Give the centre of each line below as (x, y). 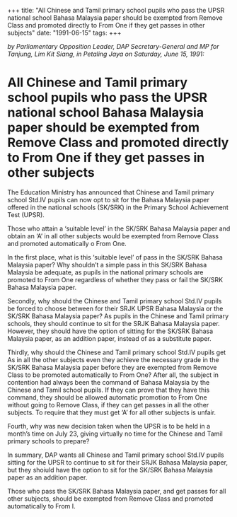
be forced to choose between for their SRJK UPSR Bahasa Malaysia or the (115, 308)
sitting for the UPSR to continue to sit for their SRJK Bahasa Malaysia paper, (118, 462)
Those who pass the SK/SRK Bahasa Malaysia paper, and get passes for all (117, 491)
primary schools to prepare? (48, 441)
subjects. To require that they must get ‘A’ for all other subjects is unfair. (112, 412)
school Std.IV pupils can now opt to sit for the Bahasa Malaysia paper (109, 199)
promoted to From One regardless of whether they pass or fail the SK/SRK (115, 279)
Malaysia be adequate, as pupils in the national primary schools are (105, 272)
